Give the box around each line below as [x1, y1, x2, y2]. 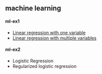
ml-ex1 [5, 18, 20, 24]
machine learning [5, 4, 61, 13]
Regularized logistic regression [12, 63, 77, 69]
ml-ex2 [5, 47, 21, 53]
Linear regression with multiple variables [12, 35, 97, 41]
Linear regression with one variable [12, 29, 86, 35]
